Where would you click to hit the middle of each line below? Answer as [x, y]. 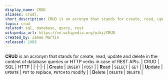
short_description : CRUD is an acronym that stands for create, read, [80, 19]
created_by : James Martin [32, 38]
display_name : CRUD [25, 10]
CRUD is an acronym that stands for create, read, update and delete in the [81, 56]
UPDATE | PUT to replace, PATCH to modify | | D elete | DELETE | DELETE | [74, 72]
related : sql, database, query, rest [44, 28]
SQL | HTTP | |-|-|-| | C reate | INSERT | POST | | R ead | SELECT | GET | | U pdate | [84, 67]
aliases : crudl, [22, 14]
